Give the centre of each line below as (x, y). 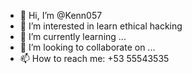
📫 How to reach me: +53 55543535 (94, 58)
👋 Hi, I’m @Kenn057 (61, 15)
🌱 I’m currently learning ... (73, 36)
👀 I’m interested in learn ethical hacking (101, 26)
